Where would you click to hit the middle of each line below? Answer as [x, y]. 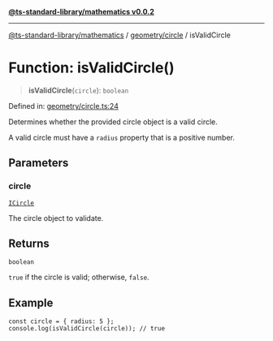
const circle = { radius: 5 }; [61, 322]
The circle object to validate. [56, 218]
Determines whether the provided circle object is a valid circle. [113, 122]
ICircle [22, 203]
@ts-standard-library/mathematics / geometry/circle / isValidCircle [120, 35]
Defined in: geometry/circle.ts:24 [64, 106]
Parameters [39, 163]
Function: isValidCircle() [91, 68]
